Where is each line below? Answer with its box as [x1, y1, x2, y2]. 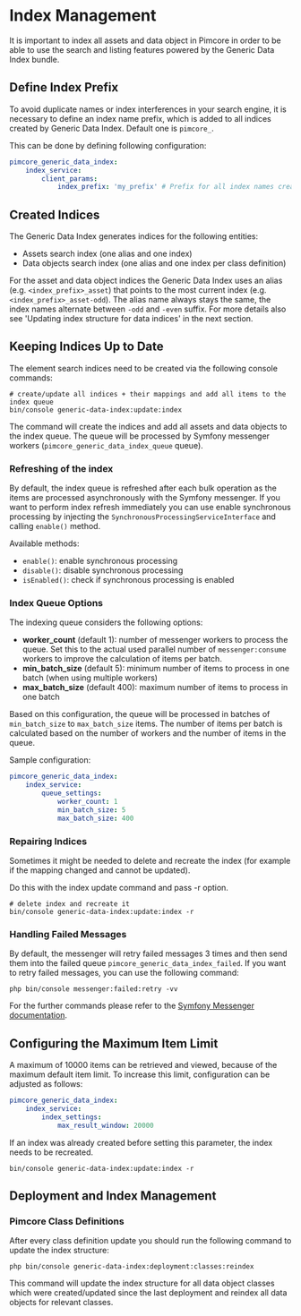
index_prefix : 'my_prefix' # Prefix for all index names [56, 183, 275, 192]
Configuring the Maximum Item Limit [9, 1036, 219, 1051]
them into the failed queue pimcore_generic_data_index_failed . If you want [9, 958, 287, 969]
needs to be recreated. [9, 1147, 94, 1158]
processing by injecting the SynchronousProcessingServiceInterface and [9, 511, 276, 522]
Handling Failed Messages [9, 927, 127, 940]
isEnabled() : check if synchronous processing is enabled [21, 575, 235, 585]
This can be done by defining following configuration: [9, 140, 207, 150]
